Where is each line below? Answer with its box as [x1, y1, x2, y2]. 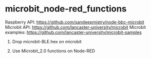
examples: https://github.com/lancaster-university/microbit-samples [5, 29, 142, 35]
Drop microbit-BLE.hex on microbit [12, 38, 82, 44]
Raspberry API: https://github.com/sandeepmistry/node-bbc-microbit [5, 19, 145, 25]
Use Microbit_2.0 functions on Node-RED [12, 48, 95, 54]
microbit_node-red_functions [5, 3, 127, 14]
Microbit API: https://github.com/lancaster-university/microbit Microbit [5, 24, 146, 30]
